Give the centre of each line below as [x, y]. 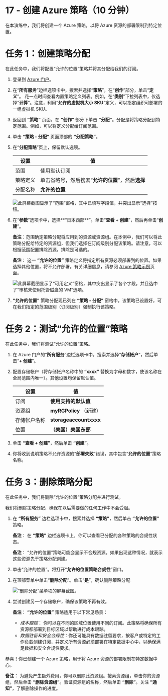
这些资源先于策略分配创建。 [41, 559]
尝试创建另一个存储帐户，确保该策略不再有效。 [61, 601]
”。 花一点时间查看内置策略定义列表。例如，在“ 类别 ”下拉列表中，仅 [87, 96]
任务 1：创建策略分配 [48, 54]
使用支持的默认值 [70, 401]
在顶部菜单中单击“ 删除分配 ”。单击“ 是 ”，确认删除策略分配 [71, 580]
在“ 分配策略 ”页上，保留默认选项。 [47, 147]
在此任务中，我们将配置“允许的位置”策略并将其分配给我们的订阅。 [73, 68]
